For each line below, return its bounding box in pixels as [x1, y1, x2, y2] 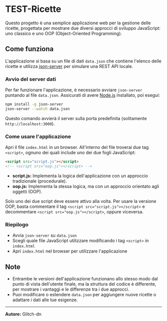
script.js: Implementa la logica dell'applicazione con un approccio [12, 173, 148, 179]
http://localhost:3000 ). [5, 121, 55, 127]
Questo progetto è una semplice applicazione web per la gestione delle [5, 20, 151, 26]
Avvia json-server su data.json [12, 232, 77, 239]
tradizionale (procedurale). [12, 178, 67, 184]
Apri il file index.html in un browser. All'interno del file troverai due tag [5, 144, 149, 150]
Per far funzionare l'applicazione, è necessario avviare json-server [5, 87, 143, 93]
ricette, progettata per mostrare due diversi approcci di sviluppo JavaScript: [5, 25, 161, 31]
